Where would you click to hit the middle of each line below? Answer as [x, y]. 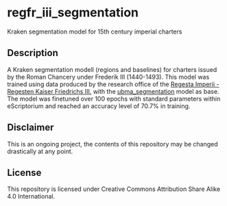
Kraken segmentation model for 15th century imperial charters [95, 31]
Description [33, 53]
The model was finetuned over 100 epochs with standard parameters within [114, 99]
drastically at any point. [40, 151]
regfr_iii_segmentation [73, 13]
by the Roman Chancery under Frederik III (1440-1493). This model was [108, 77]
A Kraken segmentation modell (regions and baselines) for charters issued [112, 69]
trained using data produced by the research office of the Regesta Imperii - [113, 84]
